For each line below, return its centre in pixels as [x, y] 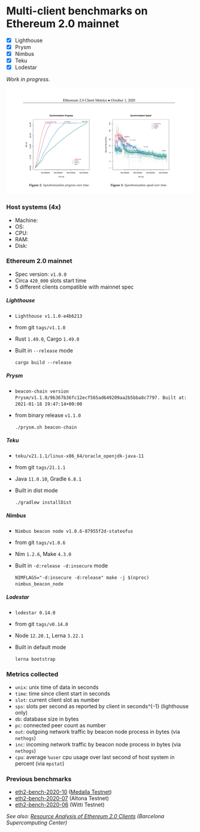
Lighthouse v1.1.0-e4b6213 [49, 316]
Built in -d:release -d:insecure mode [61, 565]
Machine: [26, 220]
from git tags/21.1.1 [40, 467]
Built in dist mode [36, 490]
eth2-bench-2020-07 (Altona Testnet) [62, 798]
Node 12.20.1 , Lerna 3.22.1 [49, 635]
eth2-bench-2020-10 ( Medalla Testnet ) [63, 792]
